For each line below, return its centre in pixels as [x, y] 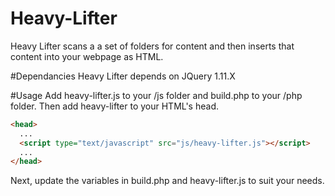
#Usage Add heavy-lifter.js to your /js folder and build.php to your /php [156, 95]
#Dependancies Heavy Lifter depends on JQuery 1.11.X [123, 76]
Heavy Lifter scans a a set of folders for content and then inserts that [152, 46]
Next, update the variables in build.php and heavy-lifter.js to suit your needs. [167, 181]
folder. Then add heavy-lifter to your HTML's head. [114, 106]
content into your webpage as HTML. [87, 56]
